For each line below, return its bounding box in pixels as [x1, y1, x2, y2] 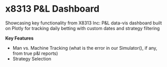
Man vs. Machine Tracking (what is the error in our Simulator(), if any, [12, 45, 158, 51]
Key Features [5, 35, 34, 41]
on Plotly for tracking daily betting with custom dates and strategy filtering [5, 25, 160, 31]
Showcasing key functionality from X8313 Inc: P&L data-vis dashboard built [5, 20, 162, 26]
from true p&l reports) [12, 50, 58, 56]
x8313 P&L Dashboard [5, 3, 100, 15]
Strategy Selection [12, 55, 52, 61]
